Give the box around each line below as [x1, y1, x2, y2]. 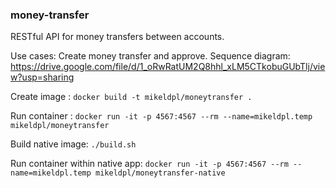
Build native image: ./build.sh [10, 138, 137, 150]
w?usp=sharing [10, 71, 75, 83]
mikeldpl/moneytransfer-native [95, 168, 226, 178]
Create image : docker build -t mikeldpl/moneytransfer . [10, 91, 253, 103]
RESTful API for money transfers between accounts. [10, 31, 225, 43]
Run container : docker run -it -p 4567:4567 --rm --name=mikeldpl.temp [10, 110, 313, 122]
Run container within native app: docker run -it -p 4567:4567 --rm [10, 158, 289, 170]
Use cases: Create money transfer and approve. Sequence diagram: [10, 50, 291, 62]
